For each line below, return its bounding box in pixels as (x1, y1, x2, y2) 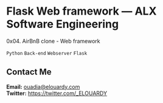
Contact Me (6, 67, 52, 77)
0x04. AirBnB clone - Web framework (6, 37, 100, 44)
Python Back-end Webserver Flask (6, 50, 88, 56)
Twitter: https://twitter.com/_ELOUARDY (6, 90, 108, 97)
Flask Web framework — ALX (6, 4, 157, 18)
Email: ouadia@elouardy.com (6, 83, 80, 90)
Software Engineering (6, 17, 119, 31)
